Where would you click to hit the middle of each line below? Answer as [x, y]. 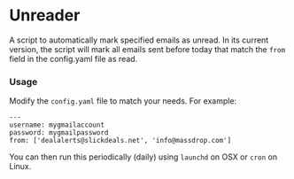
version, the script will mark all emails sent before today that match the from [147, 49]
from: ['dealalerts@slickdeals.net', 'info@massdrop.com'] [120, 141]
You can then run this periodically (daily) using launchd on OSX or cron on [143, 157]
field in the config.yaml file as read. [73, 58]
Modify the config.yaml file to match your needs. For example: [123, 101]
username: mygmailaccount [57, 125]
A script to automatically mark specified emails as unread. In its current [139, 40]
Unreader [45, 16]
